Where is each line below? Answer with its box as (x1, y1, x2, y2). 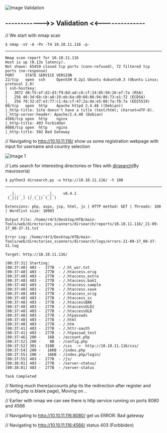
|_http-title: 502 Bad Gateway (5, 129, 70, 134)
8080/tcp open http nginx (5, 125, 68, 130)
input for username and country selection (5, 143, 90, 149)
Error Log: (5, 234, 28, 239)
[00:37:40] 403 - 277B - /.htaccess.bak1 (5, 278, 97, 283)
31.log (5, 243, 19, 248)
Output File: (5, 217, 32, 222)
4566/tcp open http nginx (5, 116, 68, 121)
